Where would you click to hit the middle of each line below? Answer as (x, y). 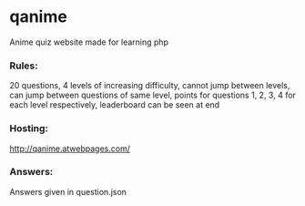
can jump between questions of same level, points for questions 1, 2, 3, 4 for (152, 95)
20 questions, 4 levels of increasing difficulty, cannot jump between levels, (150, 86)
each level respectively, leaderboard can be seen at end (115, 105)
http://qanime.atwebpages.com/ (70, 149)
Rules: (24, 66)
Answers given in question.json (68, 191)
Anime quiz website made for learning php (89, 42)
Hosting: (29, 129)
